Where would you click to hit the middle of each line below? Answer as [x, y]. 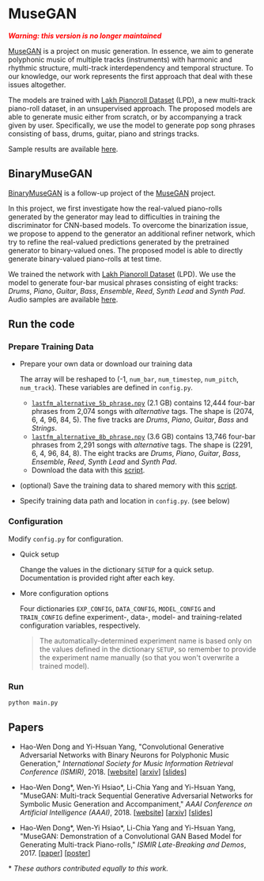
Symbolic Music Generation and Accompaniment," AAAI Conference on [136, 803]
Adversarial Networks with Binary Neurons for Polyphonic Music [124, 755]
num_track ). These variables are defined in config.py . [106, 388]
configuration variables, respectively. [80, 625]
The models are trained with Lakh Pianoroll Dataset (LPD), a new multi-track [132, 100]
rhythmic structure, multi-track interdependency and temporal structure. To [131, 67]
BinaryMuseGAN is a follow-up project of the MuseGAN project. [112, 193]
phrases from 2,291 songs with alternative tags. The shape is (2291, [142, 445]
